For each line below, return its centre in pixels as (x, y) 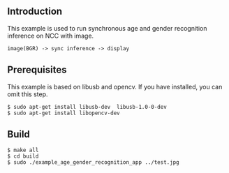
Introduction (35, 12)
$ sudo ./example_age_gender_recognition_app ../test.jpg (93, 163)
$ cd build (23, 156)
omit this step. (28, 94)
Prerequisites (37, 70)
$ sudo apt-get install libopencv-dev (64, 113)
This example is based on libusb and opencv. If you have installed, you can (115, 86)
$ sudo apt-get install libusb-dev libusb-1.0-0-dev (87, 107)
